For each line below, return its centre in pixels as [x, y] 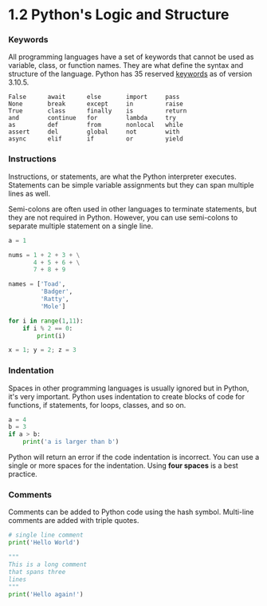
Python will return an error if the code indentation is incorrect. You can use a [134, 457]
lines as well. [29, 193]
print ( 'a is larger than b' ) [71, 442]
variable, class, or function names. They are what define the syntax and [126, 65]
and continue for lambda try [92, 118]
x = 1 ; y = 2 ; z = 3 [43, 350]
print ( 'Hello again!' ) [46, 594]
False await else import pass [94, 97]
